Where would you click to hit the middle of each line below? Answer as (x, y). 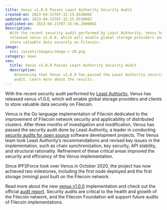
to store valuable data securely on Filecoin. (49, 104)
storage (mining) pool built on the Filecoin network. (58, 176)
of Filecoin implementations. (34, 202)
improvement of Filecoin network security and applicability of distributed (80, 119)
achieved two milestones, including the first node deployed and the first (79, 171)
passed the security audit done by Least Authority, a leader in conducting (80, 130)
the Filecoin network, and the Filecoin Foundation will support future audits (82, 197)
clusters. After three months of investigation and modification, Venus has (80, 124)
